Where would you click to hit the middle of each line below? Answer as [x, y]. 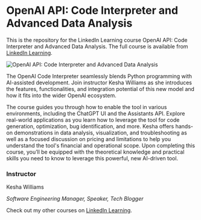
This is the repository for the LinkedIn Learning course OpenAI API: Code [97, 40]
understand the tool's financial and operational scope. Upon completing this [101, 145]
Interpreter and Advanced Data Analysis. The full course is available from [97, 46]
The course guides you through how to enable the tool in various [87, 107]
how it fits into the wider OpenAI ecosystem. [61, 95]
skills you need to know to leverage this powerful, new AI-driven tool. [92, 158]
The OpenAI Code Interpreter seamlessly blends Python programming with [99, 76]
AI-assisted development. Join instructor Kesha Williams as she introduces [99, 83]
